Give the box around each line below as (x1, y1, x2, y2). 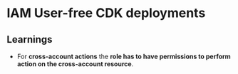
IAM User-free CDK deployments (6, 5, 206, 21)
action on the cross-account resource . (16, 60, 134, 68)
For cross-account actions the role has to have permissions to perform (16, 52, 231, 60)
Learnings (6, 33, 53, 46)
